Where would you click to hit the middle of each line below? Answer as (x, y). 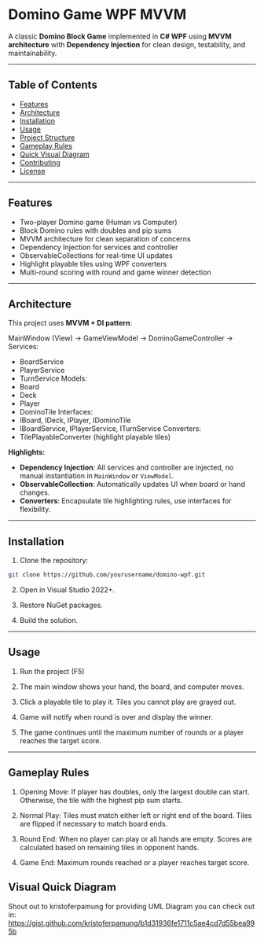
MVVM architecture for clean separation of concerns (105, 238)
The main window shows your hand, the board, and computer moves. (132, 687)
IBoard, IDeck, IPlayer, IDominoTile (75, 420)
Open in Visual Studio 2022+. (67, 590)
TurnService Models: (53, 378)
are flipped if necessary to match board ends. (93, 823)
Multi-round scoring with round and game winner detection (115, 272)
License (32, 171)
